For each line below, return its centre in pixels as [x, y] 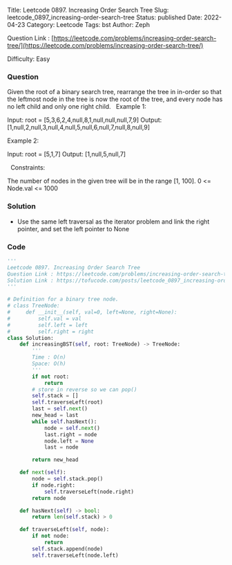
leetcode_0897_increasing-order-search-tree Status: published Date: [105, 17]
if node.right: [54, 485]
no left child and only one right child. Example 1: [77, 107]
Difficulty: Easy [29, 59]
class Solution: [30, 338]
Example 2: [23, 141]
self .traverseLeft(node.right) [89, 492]
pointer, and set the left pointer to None [73, 228]
